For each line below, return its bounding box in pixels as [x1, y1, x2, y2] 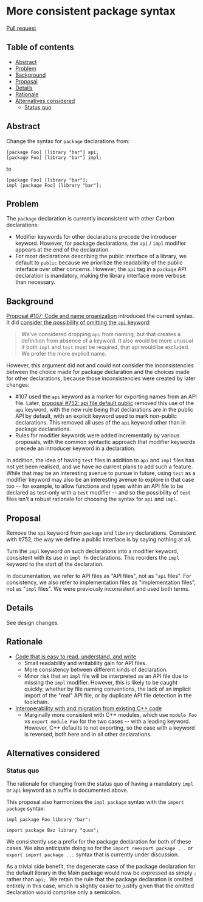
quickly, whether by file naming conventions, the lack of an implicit [24, 685, 191, 692]
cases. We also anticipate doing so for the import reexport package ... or [6, 845, 193, 852]
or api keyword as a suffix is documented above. [6, 787, 129, 794]
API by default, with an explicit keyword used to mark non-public [15, 412, 177, 420]
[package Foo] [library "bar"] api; [6, 149, 99, 155]
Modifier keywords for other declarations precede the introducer [15, 233, 177, 241]
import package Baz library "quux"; [6, 827, 99, 834]
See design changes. [6, 619, 60, 626]
